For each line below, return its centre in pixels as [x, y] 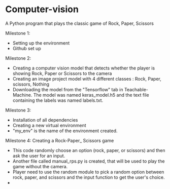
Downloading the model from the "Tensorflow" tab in [68, 89]
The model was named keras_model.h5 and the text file [91, 95]
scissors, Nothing [31, 84]
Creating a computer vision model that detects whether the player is [84, 68]
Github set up [27, 48]
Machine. [22, 95]
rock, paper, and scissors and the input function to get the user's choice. [89, 177]
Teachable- [136, 89]
